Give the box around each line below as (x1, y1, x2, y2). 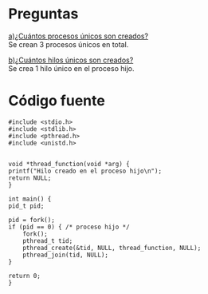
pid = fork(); (8, 216, 56, 224)
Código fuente (8, 92, 105, 110)
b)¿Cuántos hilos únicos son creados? (8, 55, 134, 65)
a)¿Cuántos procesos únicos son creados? (8, 31, 149, 41)
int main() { (8, 195, 52, 203)
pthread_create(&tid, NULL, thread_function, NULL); (22, 244, 202, 252)
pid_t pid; (8, 201, 45, 210)
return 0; (8, 272, 41, 280)
